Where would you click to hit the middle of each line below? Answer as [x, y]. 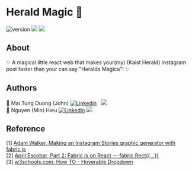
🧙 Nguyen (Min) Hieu [32, 110]
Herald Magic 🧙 [44, 12]
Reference [26, 129]
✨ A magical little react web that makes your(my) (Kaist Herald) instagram [96, 62]
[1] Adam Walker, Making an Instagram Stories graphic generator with [91, 143]
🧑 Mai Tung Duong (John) [38, 103]
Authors [22, 88]
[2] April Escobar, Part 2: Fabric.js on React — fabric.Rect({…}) [82, 156]
